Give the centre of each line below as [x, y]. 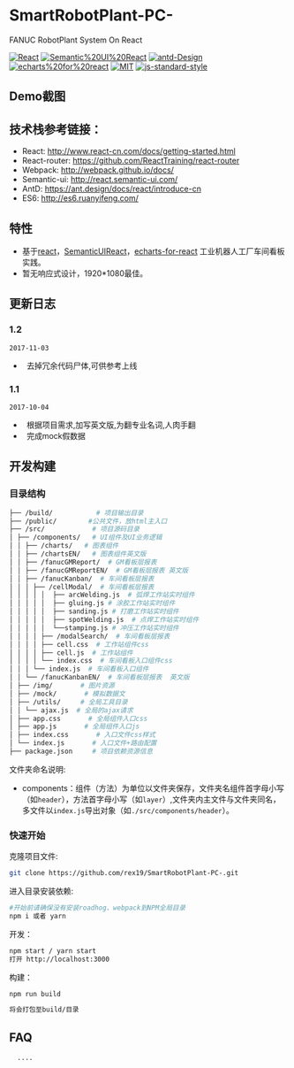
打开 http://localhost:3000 [60, 959]
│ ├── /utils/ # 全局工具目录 [68, 702]
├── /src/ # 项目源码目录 [75, 529]
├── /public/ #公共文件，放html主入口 [88, 521]
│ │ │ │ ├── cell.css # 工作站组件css [79, 644]
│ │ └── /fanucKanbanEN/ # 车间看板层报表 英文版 [99, 678]
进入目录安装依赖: [41, 891]
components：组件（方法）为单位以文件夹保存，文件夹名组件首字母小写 [153, 788]
